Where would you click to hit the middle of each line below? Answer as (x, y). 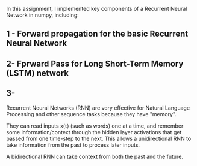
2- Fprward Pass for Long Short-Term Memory (95, 63)
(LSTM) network (38, 73)
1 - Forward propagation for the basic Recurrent (97, 34)
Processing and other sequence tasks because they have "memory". (91, 114)
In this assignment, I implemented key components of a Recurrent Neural (97, 9)
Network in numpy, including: (43, 15)
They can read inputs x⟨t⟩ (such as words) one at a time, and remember (95, 126)
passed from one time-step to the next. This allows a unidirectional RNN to (99, 138)
